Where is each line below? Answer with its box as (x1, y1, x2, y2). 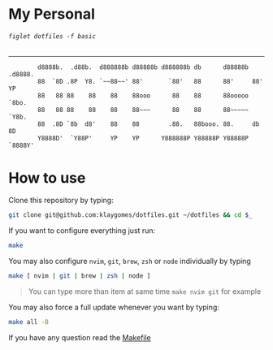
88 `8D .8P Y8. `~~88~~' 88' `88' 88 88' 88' (37, 78, 264, 86)
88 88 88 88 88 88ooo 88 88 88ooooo (37, 92, 249, 100)
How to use (8, 168, 86, 187)
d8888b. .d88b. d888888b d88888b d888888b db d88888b (37, 63, 249, 71)
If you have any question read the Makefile (8, 332, 152, 342)
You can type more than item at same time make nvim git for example (28, 286, 262, 296)
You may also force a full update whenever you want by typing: (8, 302, 219, 312)
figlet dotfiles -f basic (8, 32, 96, 41)
